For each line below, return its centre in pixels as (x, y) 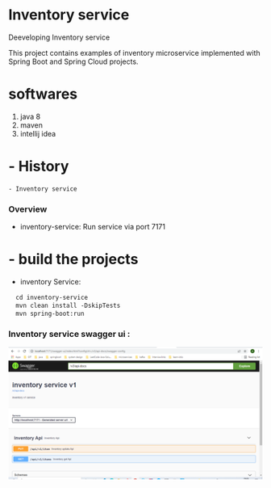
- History (39, 166)
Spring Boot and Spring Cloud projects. (73, 61)
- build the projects (73, 259)
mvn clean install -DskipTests (68, 306)
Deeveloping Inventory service (59, 37)
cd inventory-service (52, 298)
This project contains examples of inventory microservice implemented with (134, 53)
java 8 (30, 116)
